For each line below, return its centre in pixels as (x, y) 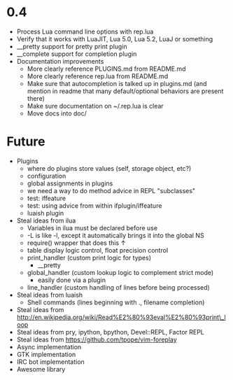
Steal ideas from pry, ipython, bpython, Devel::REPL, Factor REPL (110, 332)
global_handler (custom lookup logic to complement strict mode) (120, 272)
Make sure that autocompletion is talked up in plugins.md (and (117, 83)
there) (36, 98)
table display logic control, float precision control (98, 250)
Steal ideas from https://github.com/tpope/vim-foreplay (97, 339)
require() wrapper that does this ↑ (77, 243)
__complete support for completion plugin (77, 54)
